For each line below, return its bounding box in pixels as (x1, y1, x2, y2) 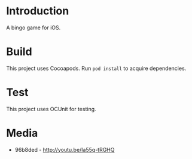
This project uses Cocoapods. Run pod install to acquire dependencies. (6, 65, 187, 72)
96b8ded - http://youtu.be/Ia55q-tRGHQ (14, 146, 115, 153)
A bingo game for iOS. (6, 24, 61, 31)
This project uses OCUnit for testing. (6, 105, 97, 112)
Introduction (6, 4, 69, 18)
